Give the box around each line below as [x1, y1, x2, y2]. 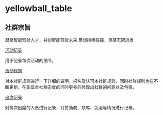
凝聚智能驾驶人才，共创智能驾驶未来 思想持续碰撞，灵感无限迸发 [5, 37, 134, 43]
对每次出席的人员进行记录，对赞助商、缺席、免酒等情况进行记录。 [5, 105, 137, 110]
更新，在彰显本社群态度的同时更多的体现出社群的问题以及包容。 [9, 84, 137, 90]
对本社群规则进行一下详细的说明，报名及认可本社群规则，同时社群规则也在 [5, 78, 154, 84]
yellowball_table [5, 3, 72, 14]
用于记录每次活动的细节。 [5, 57, 56, 63]
